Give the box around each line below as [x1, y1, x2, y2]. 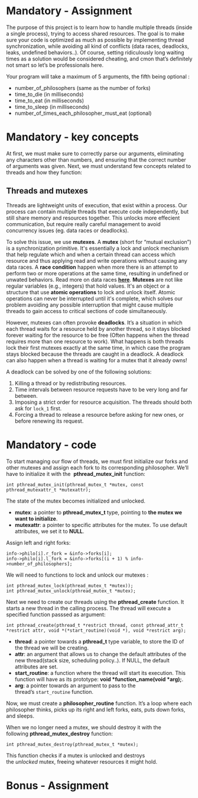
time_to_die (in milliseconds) [14, 91, 84, 98]
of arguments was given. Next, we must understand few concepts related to [6, 162, 191, 169]
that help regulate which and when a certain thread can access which [6, 250, 176, 258]
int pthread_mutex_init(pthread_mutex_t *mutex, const [6, 481, 144, 488]
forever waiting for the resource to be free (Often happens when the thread [6, 332, 189, 339]
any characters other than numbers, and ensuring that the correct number [6, 156, 186, 163]
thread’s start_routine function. [14, 688, 93, 695]
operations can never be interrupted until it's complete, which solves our [6, 295, 183, 302]
